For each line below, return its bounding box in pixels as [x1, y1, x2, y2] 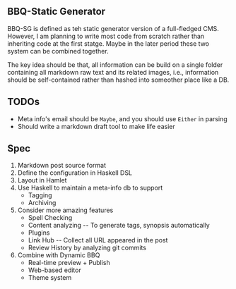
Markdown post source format [17, 161, 106, 170]
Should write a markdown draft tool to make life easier [17, 122, 175, 130]
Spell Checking [28, 214, 73, 222]
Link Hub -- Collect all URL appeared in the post [28, 236, 168, 245]
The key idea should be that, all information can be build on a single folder [7, 60, 223, 69]
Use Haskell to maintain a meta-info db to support [17, 183, 163, 192]
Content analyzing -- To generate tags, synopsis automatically [28, 221, 210, 230]
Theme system [28, 273, 72, 282]
